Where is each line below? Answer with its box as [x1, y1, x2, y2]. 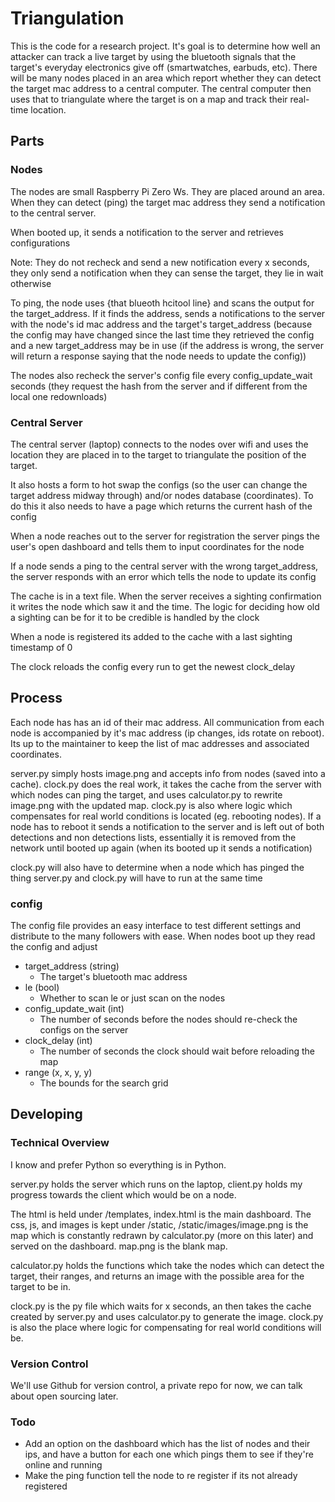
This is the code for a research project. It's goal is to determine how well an [10, 40, 321, 52]
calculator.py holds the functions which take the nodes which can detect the [10, 1259, 325, 1271]
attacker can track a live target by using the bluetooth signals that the [10, 50, 297, 62]
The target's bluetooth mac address [39, 971, 188, 983]
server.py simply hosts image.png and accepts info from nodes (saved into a [10, 767, 326, 779]
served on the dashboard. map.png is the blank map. [10, 1240, 228, 1252]
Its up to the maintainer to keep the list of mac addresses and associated [10, 737, 310, 749]
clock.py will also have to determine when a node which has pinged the [10, 861, 305, 873]
